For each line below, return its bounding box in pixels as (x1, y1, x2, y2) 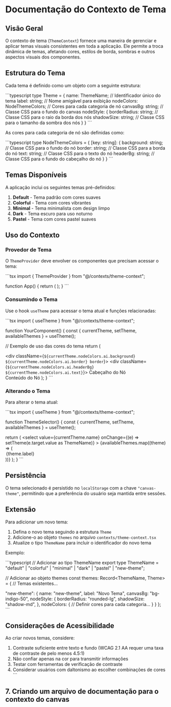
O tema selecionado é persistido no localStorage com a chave (5, 484, 137, 491)
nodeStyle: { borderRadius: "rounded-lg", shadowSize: (30, 596, 145, 602)
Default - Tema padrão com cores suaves (12, 194, 101, 200)
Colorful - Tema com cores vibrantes (12, 199, 91, 206)
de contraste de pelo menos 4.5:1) (12, 650, 85, 657)
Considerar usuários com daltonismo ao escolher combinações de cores (12, 666, 166, 673)
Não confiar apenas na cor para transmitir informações (12, 656, 129, 662)
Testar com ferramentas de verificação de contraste (12, 661, 123, 668)
